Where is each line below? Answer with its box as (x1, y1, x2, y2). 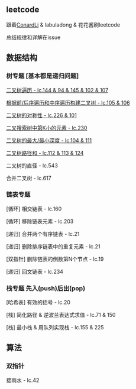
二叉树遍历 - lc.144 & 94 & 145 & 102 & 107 (6, 86, 108, 93)
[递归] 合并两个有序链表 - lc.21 (6, 230, 80, 237)
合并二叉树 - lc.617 (6, 174, 51, 181)
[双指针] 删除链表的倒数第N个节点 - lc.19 (6, 255, 104, 262)
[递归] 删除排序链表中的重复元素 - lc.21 (6, 242, 101, 250)
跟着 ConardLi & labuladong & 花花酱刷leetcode (6, 21, 120, 28)
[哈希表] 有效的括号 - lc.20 (6, 299, 71, 306)
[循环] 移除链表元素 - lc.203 (6, 218, 74, 225)
